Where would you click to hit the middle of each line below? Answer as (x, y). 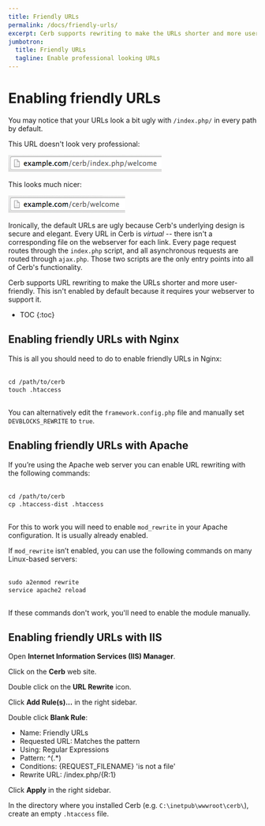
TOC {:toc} (37, 314)
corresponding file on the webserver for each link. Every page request (122, 242)
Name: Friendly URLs (54, 733)
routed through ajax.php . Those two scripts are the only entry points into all (131, 259)
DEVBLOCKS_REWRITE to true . (52, 421)
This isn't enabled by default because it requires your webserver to (146, 291)
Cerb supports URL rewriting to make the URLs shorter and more (113, 282)
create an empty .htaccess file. (59, 814)
